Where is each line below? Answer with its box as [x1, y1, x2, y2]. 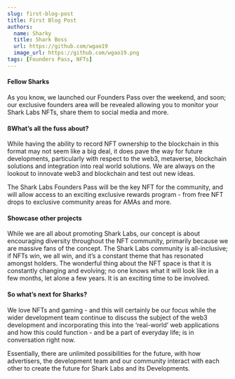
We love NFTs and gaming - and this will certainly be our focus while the [7, 305, 217, 314]
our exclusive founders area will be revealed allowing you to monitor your [7, 100, 219, 109]
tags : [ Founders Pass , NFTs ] [7, 56, 93, 63]
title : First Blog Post [7, 17, 77, 24]
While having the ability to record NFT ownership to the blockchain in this [7, 139, 220, 148]
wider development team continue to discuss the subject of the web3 [7, 313, 208, 322]
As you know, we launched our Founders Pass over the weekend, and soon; [7, 92, 227, 102]
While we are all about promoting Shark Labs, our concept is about [7, 229, 201, 238]
